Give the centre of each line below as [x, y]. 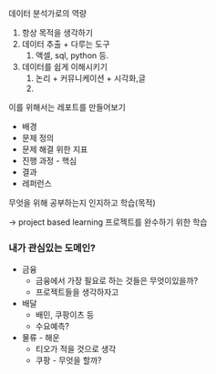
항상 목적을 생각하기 [57, 33]
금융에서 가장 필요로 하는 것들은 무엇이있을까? [117, 281]
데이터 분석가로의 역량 [48, 13]
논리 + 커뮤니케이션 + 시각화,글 [91, 78]
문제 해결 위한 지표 [55, 149]
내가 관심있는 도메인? [52, 248]
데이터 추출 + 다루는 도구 [66, 44]
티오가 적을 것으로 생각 [76, 349]
